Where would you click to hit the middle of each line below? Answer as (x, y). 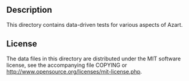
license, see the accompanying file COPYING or (67, 65)
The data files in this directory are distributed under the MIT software (94, 58)
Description (29, 10)
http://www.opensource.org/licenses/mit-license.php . (74, 71)
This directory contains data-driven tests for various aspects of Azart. (94, 24)
